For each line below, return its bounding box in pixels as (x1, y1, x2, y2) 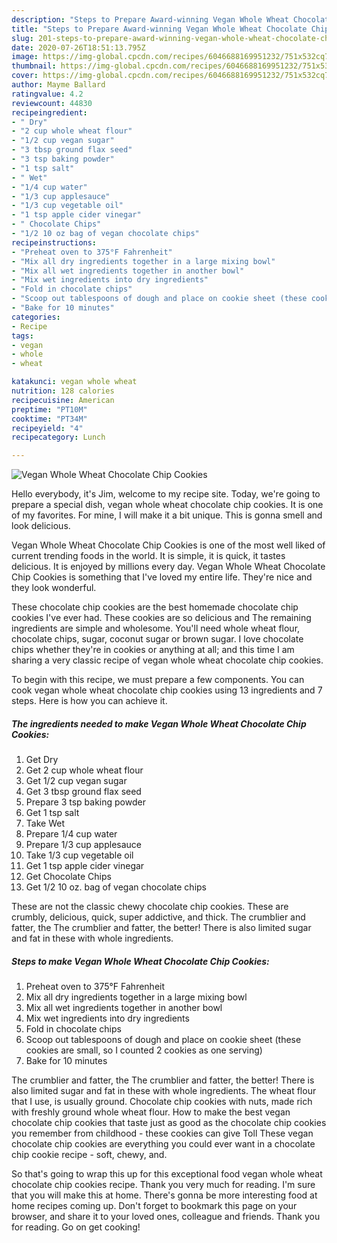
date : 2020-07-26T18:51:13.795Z (11, 42, 146, 53)
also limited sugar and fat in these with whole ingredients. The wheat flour (11, 1085, 317, 1097)
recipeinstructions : (11, 237, 98, 248)
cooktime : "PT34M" (11, 414, 88, 424)
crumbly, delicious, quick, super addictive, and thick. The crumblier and (11, 911, 306, 923)
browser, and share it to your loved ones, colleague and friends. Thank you (11, 1211, 321, 1223)
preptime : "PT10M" (11, 404, 88, 415)
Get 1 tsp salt (25, 807, 80, 819)
